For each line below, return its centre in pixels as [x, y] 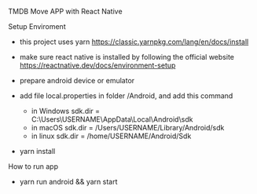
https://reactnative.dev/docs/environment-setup [97, 65]
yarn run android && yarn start [68, 181]
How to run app [33, 167]
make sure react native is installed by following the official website [127, 57]
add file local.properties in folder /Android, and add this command [126, 96]
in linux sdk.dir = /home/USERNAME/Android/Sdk [111, 136]
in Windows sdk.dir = [66, 111]
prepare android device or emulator [77, 81]
